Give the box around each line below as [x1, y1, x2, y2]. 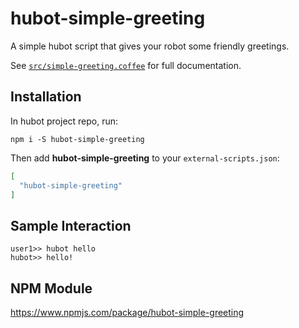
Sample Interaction [10, 217, 132, 234]
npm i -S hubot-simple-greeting [10, 134, 145, 144]
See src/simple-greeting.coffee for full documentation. [10, 59, 242, 71]
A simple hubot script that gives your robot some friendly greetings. [10, 40, 290, 52]
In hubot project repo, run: [10, 115, 119, 127]
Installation [10, 88, 82, 106]
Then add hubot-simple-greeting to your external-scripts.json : [10, 152, 280, 164]
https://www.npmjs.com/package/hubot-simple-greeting [10, 307, 245, 318]
